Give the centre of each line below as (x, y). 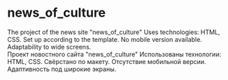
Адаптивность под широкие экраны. (62, 69)
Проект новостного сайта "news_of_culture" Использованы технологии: (114, 54)
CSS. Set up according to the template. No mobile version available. (105, 39)
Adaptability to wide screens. (49, 47)
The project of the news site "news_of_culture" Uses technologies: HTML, (114, 32)
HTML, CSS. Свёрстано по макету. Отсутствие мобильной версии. (107, 61)
